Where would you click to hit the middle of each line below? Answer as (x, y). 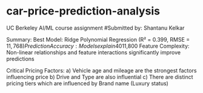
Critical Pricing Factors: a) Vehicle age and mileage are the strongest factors (101, 70)
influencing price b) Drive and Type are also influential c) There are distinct (100, 77)
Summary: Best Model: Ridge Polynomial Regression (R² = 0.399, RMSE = (98, 39)
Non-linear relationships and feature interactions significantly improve (93, 52)
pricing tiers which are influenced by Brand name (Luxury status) (87, 83)
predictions (20, 59)
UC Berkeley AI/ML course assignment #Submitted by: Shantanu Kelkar (95, 28)
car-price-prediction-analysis (83, 11)
